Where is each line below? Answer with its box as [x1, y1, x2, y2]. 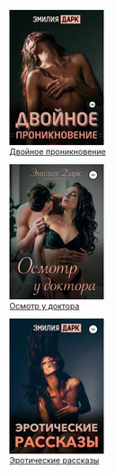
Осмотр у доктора [9, 301, 80, 311]
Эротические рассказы [9, 455, 100, 465]
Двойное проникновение [9, 146, 106, 157]
